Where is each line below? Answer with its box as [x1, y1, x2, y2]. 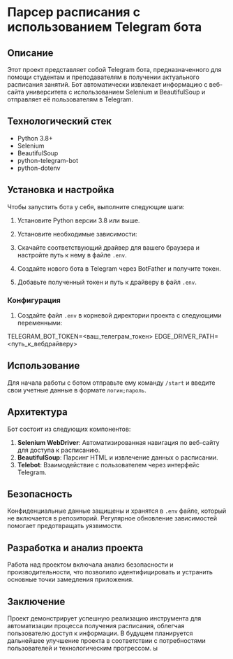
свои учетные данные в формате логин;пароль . [7, 385, 146, 394]
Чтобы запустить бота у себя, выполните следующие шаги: [7, 202, 185, 211]
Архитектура [7, 406, 68, 418]
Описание [7, 47, 54, 59]
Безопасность [7, 488, 73, 500]
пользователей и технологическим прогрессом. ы [7, 644, 158, 652]
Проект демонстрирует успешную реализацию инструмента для [7, 614, 202, 623]
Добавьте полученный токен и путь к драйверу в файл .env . [17, 278, 197, 286]
